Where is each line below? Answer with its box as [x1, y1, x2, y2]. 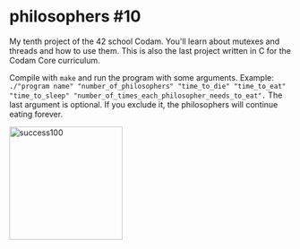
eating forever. [9, 108, 64, 119]
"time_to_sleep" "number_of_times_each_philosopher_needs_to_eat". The [9, 90, 283, 100]
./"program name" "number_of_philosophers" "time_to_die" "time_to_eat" [9, 82, 287, 90]
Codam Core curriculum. [9, 55, 100, 65]
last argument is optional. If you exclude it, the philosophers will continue [9, 99, 279, 109]
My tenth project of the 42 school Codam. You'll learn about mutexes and [9, 36, 280, 47]
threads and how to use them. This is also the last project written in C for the [9, 45, 291, 56]
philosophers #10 [9, 6, 141, 27]
